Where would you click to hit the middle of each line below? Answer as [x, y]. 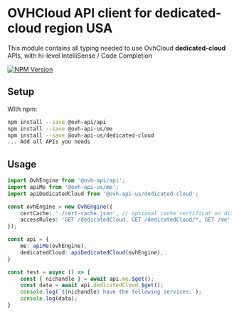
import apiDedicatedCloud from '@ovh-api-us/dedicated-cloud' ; [103, 194]
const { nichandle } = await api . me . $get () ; [87, 279]
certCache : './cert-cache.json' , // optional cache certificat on [121, 213]
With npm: [22, 109]
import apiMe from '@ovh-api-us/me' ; [63, 187]
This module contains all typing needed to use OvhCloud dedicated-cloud [117, 48]
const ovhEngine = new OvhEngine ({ [60, 207]
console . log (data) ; [49, 299]
